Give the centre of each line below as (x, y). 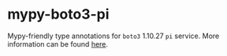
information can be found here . (58, 44)
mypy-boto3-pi (58, 14)
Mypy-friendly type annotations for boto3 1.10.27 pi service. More (113, 36)
